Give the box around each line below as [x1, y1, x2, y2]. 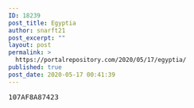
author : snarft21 [8, 26, 66, 34]
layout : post [8, 41, 52, 49]
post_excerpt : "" [8, 33, 66, 42]
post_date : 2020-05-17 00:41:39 [8, 71, 115, 79]
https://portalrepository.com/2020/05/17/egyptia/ [15, 56, 187, 64]
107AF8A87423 [8, 92, 60, 102]
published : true [8, 64, 62, 71]
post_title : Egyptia [8, 19, 77, 27]
